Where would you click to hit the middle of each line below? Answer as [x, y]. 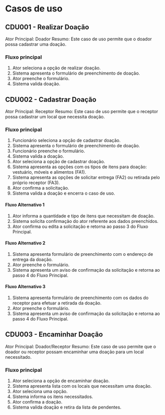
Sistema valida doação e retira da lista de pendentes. [67, 407]
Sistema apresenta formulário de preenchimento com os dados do [80, 298]
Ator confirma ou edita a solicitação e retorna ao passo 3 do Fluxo [80, 226]
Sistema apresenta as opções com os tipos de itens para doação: [80, 167]
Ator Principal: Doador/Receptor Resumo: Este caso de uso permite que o [81, 346]
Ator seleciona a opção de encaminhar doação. [61, 381]
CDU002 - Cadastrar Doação [51, 99]
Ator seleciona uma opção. [40, 392]
